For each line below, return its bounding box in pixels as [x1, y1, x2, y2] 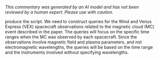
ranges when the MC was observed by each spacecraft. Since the [5, 34, 137, 40]
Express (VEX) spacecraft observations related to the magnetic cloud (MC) [5, 24, 155, 30]
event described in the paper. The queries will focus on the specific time [5, 29, 149, 34]
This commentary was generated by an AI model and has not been [5, 4, 139, 10]
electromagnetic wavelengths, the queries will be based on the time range [5, 45, 153, 50]
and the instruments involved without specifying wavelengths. [5, 49, 129, 55]
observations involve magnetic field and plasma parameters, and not [5, 39, 142, 45]
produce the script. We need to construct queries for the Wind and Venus [5, 19, 152, 24]
